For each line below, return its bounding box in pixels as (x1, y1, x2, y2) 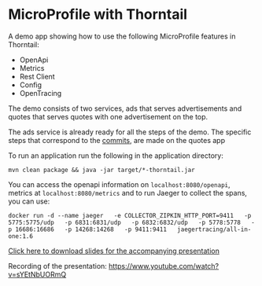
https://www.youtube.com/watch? (109, 261, 220, 270)
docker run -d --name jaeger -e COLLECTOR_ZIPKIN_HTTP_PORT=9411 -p (8, 211, 252, 219)
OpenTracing (19, 88, 62, 97)
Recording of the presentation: (8, 261, 108, 270)
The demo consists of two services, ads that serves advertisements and (8, 104, 242, 113)
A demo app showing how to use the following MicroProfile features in (8, 31, 236, 41)
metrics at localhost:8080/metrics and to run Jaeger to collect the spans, (8, 188, 248, 197)
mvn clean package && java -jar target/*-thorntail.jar (8, 166, 195, 174)
